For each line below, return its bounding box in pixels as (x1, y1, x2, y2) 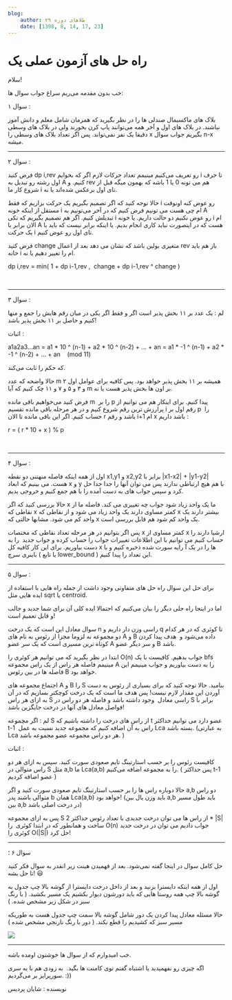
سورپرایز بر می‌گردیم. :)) (8, 971, 72, 980)
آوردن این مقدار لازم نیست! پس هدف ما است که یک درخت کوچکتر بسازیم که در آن (8, 688, 220, 697)
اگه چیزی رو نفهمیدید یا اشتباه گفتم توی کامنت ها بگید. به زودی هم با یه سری (8, 964, 204, 972)
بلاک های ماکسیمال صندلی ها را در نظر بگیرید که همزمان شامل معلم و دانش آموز (8, 115, 216, 124)
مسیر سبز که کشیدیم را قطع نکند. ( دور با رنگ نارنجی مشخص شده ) (8, 918, 183, 926)
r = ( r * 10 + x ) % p (8, 426, 65, 434)
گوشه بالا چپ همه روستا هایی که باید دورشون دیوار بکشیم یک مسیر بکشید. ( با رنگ (8, 890, 220, 898)
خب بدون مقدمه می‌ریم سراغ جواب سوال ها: (8, 89, 123, 97)
